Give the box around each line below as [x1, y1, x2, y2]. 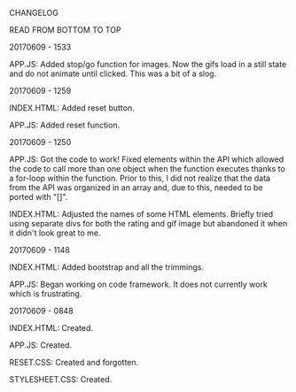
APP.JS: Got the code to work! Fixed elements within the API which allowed [9, 154, 284, 165]
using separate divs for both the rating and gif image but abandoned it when [9, 219, 288, 228]
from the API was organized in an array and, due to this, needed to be [9, 182, 263, 193]
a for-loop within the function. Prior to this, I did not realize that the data [9, 173, 271, 183]
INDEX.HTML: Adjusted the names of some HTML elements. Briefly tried [9, 209, 274, 219]
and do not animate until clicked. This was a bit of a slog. [9, 68, 217, 79]
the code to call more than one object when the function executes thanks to [9, 164, 285, 173]
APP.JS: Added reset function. [9, 119, 121, 130]
